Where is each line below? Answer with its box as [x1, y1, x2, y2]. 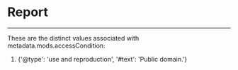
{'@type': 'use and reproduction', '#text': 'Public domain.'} [17, 55, 188, 63]
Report [7, 4, 48, 20]
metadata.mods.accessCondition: [7, 41, 106, 50]
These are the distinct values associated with [7, 34, 140, 42]
